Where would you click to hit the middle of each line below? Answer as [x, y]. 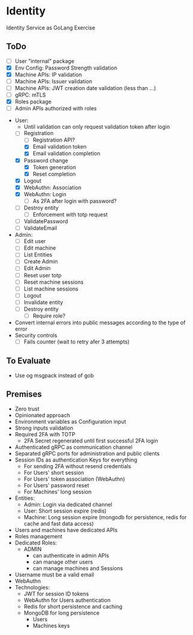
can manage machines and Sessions [78, 568]
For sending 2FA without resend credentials [77, 466]
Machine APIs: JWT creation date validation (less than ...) [85, 88]
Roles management [39, 536]
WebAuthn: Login [45, 194]
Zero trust [27, 409]
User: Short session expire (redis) [65, 511]
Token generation [54, 167]
